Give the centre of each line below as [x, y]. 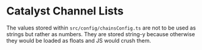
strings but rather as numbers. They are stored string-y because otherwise [101, 34]
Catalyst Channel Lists [65, 11]
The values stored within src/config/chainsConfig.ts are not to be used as [101, 28]
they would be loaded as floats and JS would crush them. [79, 40]
